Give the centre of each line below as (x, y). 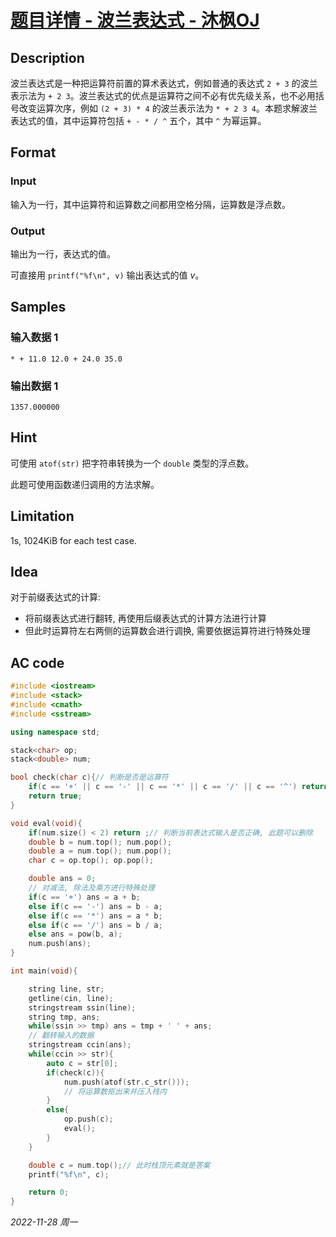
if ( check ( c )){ (75, 1072)
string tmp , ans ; (64, 1017)
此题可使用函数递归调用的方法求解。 (85, 484)
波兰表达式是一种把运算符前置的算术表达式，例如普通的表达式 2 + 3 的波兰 (164, 83)
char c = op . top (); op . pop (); (91, 861)
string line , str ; (66, 989)
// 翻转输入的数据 (61, 1036)
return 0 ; (49, 1192)
